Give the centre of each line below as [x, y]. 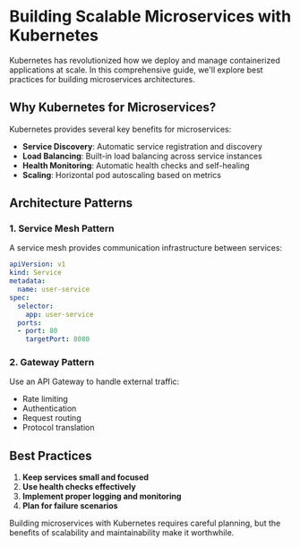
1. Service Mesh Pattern [62, 228]
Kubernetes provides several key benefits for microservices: [120, 129]
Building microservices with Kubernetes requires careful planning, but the [145, 523]
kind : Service [36, 273]
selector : [35, 306]
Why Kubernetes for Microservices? [113, 108]
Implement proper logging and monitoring [102, 496]
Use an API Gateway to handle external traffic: [94, 381]
